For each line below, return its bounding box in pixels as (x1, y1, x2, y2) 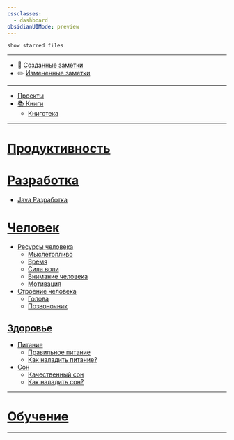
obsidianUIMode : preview (7, 23, 79, 30)
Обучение (7, 409, 69, 425)
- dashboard (13, 17, 49, 24)
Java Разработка (17, 195, 68, 204)
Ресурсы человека (17, 243, 74, 251)
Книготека (27, 109, 59, 118)
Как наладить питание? (27, 356, 97, 364)
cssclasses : (7, 10, 42, 17)
